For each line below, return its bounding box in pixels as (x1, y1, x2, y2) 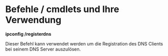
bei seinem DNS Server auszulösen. (5, 46, 81, 52)
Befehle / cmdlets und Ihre (5, 4, 119, 15)
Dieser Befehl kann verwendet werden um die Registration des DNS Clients (5, 40, 163, 46)
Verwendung (5, 14, 62, 26)
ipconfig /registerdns (5, 31, 52, 37)
